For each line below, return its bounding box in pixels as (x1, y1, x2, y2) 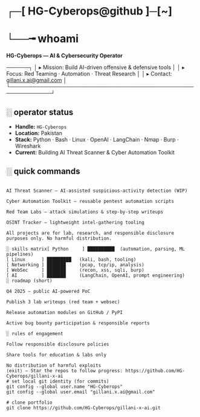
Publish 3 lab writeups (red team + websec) (6, 298, 120, 305)
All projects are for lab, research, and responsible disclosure (6, 230, 174, 236)
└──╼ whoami (6, 32, 79, 46)
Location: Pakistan (15, 129, 62, 137)
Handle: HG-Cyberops (15, 123, 67, 130)
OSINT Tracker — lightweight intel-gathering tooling (6, 219, 145, 225)
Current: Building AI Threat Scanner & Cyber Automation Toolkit (15, 148, 175, 156)
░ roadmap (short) (6, 277, 53, 284)
